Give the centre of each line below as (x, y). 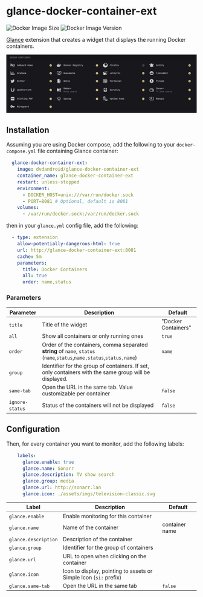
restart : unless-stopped (48, 182)
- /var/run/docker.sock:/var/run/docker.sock (80, 214)
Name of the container (91, 527)
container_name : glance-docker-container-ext (76, 176)
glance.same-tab (29, 586)
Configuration (33, 429)
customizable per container (76, 394)
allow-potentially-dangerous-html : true (69, 244)
